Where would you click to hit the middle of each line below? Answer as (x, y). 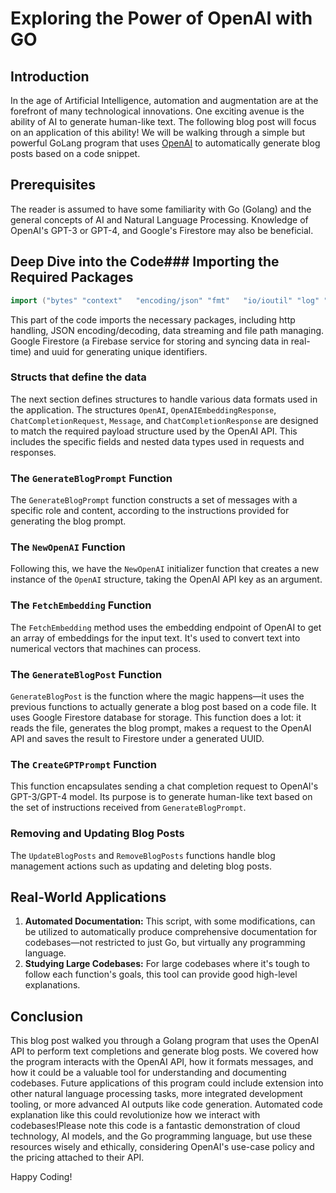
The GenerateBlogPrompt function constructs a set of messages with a (154, 500)
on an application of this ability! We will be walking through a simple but (158, 132)
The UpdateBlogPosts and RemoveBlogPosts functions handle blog (143, 855)
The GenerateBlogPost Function (86, 674)
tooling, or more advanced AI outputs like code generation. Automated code (166, 1104)
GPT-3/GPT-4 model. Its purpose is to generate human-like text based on (161, 797)
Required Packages (72, 277)
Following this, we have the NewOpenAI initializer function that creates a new (165, 569)
